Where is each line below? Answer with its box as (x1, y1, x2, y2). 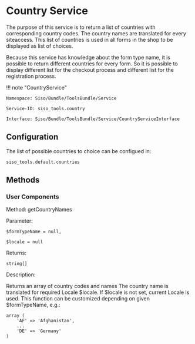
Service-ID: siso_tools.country (6, 105, 85, 111)
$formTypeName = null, (6, 229, 62, 235)
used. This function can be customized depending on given (6, 295, 150, 302)
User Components (6, 193, 59, 201)
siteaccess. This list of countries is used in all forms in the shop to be (6, 36, 173, 43)
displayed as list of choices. (6, 42, 73, 49)
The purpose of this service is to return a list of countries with (6, 24, 156, 31)
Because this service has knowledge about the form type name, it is (6, 54, 170, 61)
